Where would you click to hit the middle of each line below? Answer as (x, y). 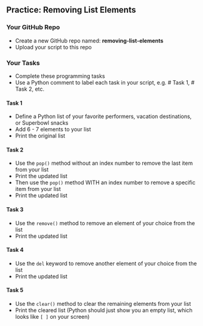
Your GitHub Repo (33, 27)
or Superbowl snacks (42, 123)
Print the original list (40, 136)
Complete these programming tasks (60, 76)
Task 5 (15, 290)
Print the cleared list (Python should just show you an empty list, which (104, 310)
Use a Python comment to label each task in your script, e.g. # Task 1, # (105, 82)
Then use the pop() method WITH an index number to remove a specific (105, 182)
